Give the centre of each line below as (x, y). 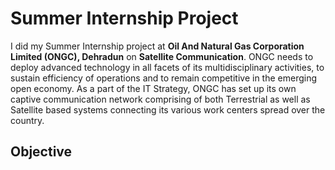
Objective (41, 152)
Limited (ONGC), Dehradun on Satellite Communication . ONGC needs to (162, 56)
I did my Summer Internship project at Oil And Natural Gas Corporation (157, 46)
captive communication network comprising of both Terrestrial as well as (160, 99)
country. (27, 120)
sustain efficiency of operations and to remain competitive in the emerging (164, 78)
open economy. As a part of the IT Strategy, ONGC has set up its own (153, 88)
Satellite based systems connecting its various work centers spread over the (168, 109)
